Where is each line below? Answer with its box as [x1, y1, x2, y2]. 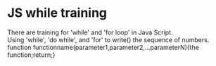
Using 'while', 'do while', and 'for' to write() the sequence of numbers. [7, 35, 210, 44]
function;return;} [7, 51, 56, 59]
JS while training [7, 5, 108, 21]
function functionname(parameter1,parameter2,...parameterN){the [7, 43, 199, 51]
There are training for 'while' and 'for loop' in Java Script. [7, 28, 174, 37]
